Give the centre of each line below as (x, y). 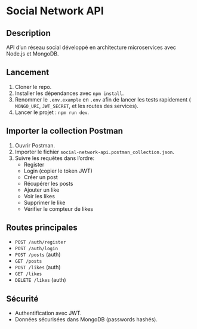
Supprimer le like (44, 202)
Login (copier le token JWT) (58, 171)
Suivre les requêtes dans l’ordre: (54, 158)
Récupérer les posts (48, 183)
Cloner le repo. (33, 87)
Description (28, 33)
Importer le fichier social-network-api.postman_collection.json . (94, 152)
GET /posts (28, 262)
